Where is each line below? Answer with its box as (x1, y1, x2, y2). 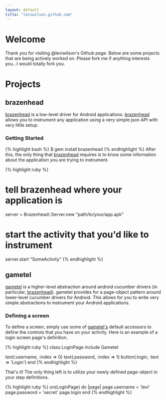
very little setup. (5, 122, 39, 128)
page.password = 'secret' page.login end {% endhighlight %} (5, 389, 132, 395)
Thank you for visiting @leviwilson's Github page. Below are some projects (5, 50, 159, 56)
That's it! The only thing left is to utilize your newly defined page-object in (5, 369, 158, 375)
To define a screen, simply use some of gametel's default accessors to (5, 324, 152, 330)
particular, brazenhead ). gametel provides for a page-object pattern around (5, 289, 161, 295)
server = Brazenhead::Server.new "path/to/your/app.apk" (5, 211, 124, 217)
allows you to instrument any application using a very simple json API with (5, 117, 158, 123)
